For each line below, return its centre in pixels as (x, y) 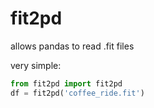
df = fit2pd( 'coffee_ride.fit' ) (77, 93)
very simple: (36, 65)
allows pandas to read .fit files (72, 46)
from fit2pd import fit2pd (66, 83)
